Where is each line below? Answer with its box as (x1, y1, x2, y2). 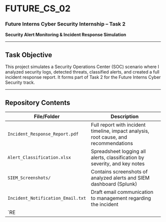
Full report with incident (90, 121, 146, 128)
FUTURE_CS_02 (5, 3, 71, 14)
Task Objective (5, 50, 52, 59)
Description (110, 113, 139, 120)
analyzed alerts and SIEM (90, 175, 150, 182)
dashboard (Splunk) (90, 181, 137, 187)
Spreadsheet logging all (90, 148, 146, 155)
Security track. (5, 79, 36, 85)
